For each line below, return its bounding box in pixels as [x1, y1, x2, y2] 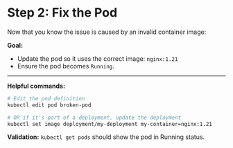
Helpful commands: [7, 82, 66, 90]
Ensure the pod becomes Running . [17, 62, 114, 70]
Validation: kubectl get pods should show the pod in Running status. [7, 133, 205, 141]
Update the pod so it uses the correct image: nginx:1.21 [17, 54, 178, 63]
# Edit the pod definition [7, 95, 85, 102]
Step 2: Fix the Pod [7, 5, 118, 21]
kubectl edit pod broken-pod [7, 102, 92, 109]
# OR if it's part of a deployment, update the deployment [7, 114, 182, 121]
